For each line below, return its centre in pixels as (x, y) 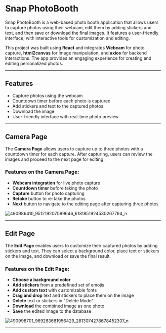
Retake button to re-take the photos (49, 198)
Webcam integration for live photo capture (56, 183)
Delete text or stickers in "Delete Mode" (53, 300)
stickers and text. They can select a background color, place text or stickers (82, 251)
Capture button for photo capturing (48, 193)
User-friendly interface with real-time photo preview (65, 116)
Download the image (33, 111)
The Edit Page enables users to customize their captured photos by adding (82, 245)
